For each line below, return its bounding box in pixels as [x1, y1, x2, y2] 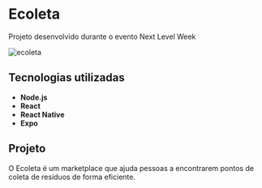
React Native [19, 109, 65, 119]
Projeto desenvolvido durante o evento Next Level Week [8, 32, 196, 41]
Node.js [19, 92, 48, 102]
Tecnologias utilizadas [8, 70, 125, 85]
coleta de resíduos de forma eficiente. [8, 172, 136, 182]
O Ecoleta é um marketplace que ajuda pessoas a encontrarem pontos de [8, 163, 254, 173]
